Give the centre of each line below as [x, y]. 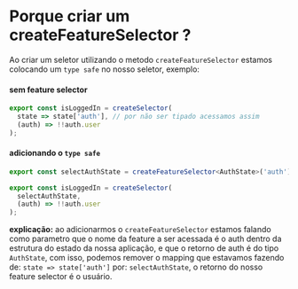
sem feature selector [48, 90]
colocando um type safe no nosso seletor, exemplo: [104, 69]
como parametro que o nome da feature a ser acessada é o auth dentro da [145, 239]
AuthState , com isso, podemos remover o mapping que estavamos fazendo [147, 258]
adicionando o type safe [55, 153]
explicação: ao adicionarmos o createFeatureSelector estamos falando [141, 230]
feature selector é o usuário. [61, 277]
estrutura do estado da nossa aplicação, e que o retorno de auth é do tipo [144, 248]
